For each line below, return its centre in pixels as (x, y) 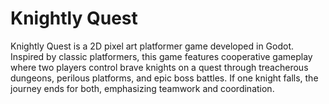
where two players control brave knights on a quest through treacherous (159, 67)
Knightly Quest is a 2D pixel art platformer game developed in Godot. (152, 46)
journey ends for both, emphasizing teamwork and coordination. (142, 88)
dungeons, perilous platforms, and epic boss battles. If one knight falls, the (164, 78)
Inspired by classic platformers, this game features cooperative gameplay (161, 56)
